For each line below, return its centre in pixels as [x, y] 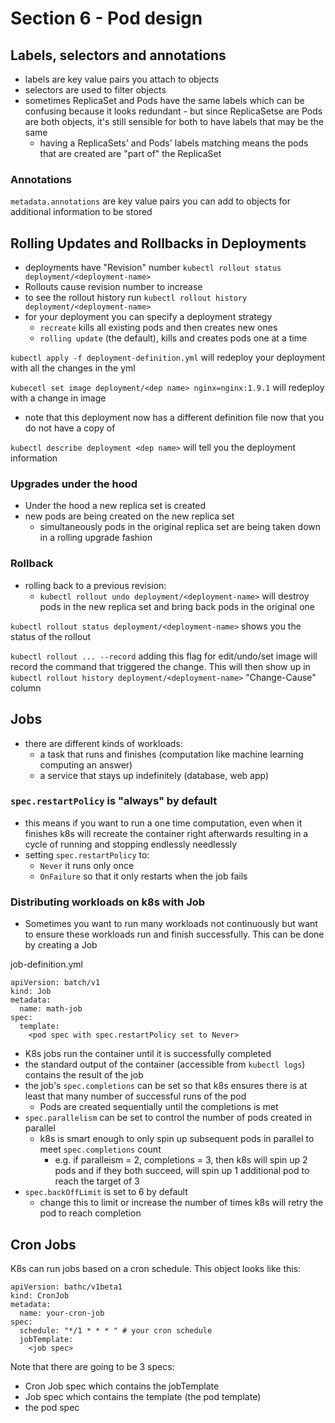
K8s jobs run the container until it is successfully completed [148, 1054]
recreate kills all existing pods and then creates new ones [158, 328]
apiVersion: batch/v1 [55, 983]
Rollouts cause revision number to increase [113, 287]
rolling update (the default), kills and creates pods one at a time [173, 338]
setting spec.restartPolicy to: [87, 854]
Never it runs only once [87, 865]
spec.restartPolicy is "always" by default [114, 801]
